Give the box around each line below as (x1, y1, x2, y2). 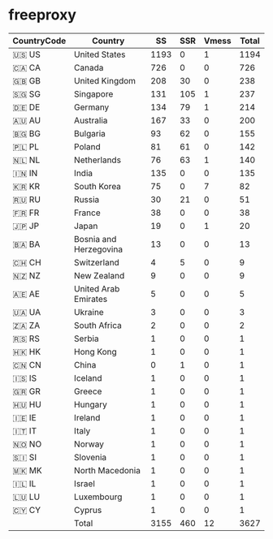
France (74, 207, 101, 218)
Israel (74, 477, 96, 489)
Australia (74, 114, 108, 126)
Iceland (74, 372, 102, 383)
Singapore (74, 88, 114, 99)
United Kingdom (74, 75, 136, 86)
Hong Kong (74, 346, 118, 357)
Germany (74, 101, 110, 113)
